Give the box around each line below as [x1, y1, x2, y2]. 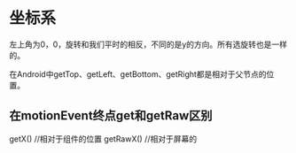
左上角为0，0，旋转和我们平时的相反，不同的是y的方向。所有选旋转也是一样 [9, 39, 288, 50]
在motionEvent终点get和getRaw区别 [9, 108, 213, 124]
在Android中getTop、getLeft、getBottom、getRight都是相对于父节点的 [9, 68, 268, 80]
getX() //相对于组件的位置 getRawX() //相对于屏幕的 [9, 134, 198, 144]
